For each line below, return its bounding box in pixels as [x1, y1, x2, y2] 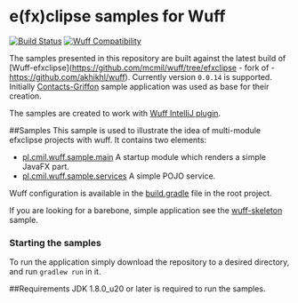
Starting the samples [9, 236, 102, 249]
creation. [9, 91, 42, 101]
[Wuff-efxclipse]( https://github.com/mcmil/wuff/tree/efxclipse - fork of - [9, 62, 276, 73]
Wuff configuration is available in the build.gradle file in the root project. [9, 187, 273, 198]
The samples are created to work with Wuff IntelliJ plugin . [9, 108, 221, 118]
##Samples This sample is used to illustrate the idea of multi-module [9, 124, 261, 135]
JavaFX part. [21, 161, 69, 171]
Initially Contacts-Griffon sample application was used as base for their [9, 81, 270, 92]
